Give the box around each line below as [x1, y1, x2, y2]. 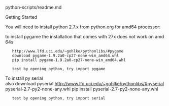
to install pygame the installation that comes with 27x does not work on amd [5, 34, 164, 39]
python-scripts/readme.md [5, 5, 62, 10]
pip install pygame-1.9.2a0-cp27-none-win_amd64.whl [12, 58, 126, 63]
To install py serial [5, 75, 43, 81]
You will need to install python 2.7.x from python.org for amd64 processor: [5, 24, 161, 30]
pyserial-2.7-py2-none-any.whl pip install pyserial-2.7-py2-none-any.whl [5, 86, 158, 92]
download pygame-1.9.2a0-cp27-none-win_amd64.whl [12, 53, 119, 58]
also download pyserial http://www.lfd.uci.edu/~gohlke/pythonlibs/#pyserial [5, 81, 164, 86]
